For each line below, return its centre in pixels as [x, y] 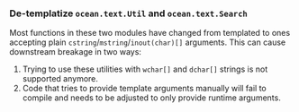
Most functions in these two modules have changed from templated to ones [150, 33]
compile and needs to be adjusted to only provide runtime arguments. [151, 98]
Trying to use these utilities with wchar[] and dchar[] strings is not [145, 69]
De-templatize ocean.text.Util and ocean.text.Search [128, 13]
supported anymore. [60, 79]
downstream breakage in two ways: [76, 52]
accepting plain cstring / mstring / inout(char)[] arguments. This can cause [148, 42]
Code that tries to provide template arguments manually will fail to [145, 89]
